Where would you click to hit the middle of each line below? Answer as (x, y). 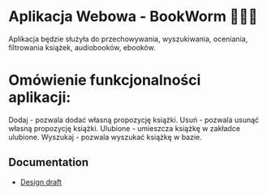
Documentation (49, 162)
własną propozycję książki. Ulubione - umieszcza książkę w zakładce (125, 128)
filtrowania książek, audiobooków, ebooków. (82, 47)
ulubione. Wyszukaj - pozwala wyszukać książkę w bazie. (106, 137)
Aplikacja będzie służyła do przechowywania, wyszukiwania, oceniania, (128, 39)
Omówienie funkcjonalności (105, 81)
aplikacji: (40, 97)
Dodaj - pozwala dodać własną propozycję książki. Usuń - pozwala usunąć (134, 120)
